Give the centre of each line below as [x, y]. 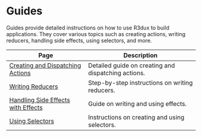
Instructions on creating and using [136, 117]
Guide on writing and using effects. [138, 103]
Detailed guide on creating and [132, 65]
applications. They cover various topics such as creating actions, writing [96, 34]
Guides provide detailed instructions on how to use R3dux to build [88, 28]
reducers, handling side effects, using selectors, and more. [79, 40]
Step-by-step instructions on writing [140, 82]
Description [140, 55]
